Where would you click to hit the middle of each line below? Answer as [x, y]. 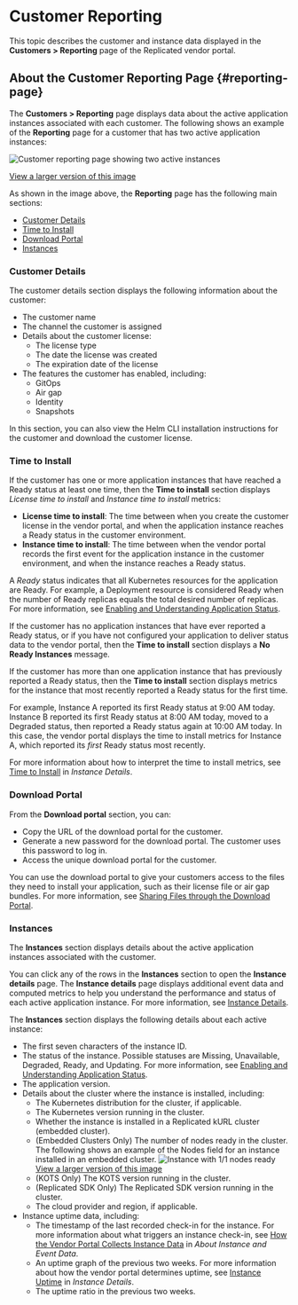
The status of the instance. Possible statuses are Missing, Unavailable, [151, 1055]
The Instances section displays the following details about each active [138, 1019]
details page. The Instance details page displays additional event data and [146, 983]
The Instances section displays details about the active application [132, 947]
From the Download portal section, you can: [90, 814]
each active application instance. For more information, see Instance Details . [149, 1002]
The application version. [66, 1083]
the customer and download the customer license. [101, 438]
